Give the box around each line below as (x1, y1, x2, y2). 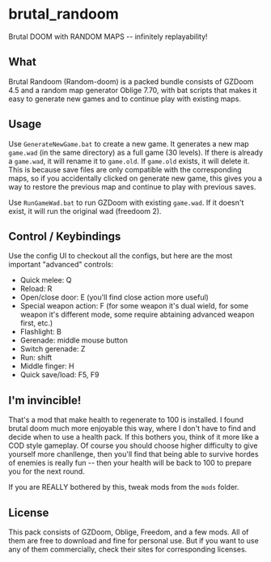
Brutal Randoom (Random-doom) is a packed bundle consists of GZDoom (8, 76, 254, 86)
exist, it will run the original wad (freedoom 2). (8, 206, 162, 215)
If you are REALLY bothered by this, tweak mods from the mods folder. (8, 483, 239, 492)
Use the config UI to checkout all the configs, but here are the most (8, 251, 233, 261)
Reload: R (19, 284, 53, 294)
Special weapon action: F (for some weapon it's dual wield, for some (19, 301, 249, 311)
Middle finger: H (19, 361, 74, 371)
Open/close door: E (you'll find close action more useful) (19, 292, 209, 302)
